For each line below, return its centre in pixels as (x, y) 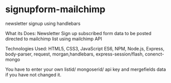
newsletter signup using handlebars (43, 23)
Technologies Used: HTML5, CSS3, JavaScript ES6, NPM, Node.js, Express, (85, 48)
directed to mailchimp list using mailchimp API (54, 39)
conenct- (154, 54)
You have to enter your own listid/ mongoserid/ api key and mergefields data (86, 69)
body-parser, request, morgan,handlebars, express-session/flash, (75, 54)
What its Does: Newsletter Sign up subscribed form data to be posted (78, 33)
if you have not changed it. (33, 74)
